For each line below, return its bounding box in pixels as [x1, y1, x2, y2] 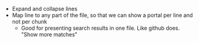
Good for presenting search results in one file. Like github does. [21, 24, 180, 31]
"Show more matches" [21, 31, 77, 38]
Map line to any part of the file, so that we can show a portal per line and [11, 12, 194, 19]
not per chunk [11, 18, 47, 25]
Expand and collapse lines [11, 5, 77, 12]
